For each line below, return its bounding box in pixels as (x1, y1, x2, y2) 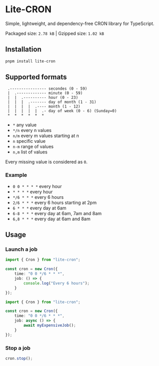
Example (5, 172, 27, 179)
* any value (12, 122, 37, 128)
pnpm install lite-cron (5, 59, 56, 64)
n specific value (12, 138, 46, 144)
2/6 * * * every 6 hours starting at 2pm (12, 199, 97, 205)
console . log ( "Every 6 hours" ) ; (23, 280, 90, 286)
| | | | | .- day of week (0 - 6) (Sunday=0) (7, 109, 117, 114)
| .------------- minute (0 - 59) (7, 91, 83, 96)
